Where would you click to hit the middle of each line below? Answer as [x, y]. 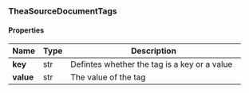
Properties [26, 30]
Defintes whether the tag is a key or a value [152, 64]
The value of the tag [108, 77]
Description [154, 51]
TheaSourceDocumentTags [63, 11]
